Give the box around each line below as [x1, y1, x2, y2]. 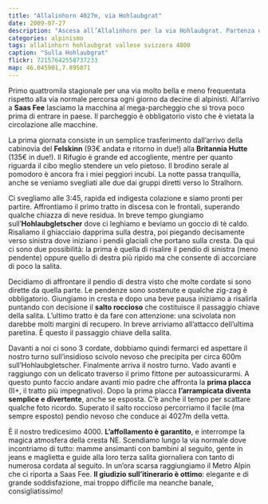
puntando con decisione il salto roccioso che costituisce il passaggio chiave [8, 302, 260, 312]
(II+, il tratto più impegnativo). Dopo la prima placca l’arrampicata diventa [8, 386, 251, 395]
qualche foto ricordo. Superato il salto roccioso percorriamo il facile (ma [8, 402, 245, 412]
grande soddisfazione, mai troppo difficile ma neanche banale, [8, 478, 214, 487]
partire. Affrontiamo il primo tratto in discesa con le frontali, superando [8, 202, 240, 211]
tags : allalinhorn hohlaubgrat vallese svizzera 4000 [8, 42, 191, 50]
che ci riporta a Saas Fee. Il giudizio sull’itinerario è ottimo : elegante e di [8, 469, 249, 478]
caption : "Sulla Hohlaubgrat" [8, 49, 109, 57]
